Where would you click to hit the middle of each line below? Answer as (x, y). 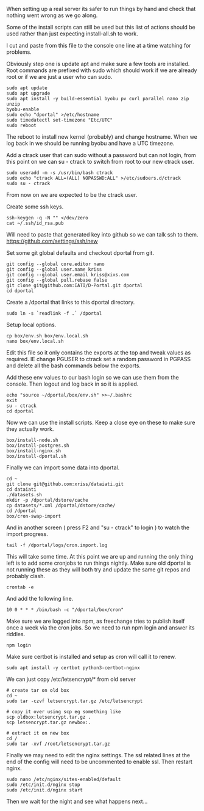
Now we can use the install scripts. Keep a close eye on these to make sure (101, 422)
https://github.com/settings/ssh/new (52, 241)
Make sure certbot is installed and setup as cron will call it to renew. (91, 657)
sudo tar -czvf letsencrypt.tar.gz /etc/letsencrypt (75, 701)
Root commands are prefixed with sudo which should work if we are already (102, 70)
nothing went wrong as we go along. (52, 15)
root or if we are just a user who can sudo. (59, 77)
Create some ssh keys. (35, 207)
